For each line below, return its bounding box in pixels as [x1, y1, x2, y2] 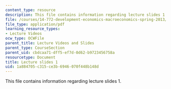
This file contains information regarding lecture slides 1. [5, 78, 122, 84]
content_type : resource [5, 7, 56, 13]
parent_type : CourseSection [5, 45, 65, 50]
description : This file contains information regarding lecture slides [5, 12, 160, 17]
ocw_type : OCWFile [5, 36, 44, 41]
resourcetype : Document [5, 54, 56, 60]
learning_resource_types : [5, 26, 60, 32]
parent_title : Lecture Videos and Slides [5, 41, 95, 46]
